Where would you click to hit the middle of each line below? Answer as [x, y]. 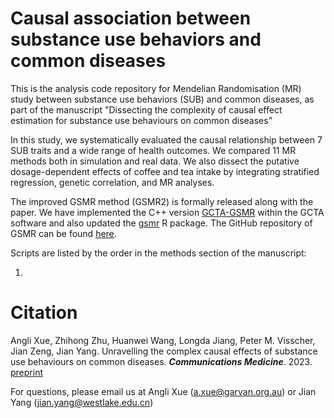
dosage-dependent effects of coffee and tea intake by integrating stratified [165, 171]
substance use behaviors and [136, 39]
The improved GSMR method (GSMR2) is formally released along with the [162, 201]
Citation [44, 313]
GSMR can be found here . [63, 233]
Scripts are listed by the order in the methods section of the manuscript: [158, 253]
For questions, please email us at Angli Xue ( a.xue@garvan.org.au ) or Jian [163, 391]
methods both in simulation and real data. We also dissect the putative [155, 161]
